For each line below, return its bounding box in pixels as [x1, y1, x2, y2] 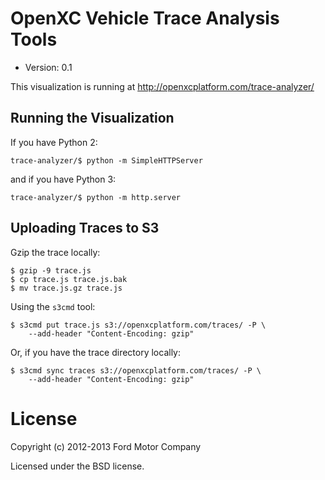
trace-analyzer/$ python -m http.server [10, 192, 182, 202]
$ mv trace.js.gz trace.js [10, 283, 123, 293]
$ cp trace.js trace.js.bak [10, 274, 128, 284]
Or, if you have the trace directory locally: [10, 346, 182, 358]
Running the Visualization [10, 110, 175, 127]
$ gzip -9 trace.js [10, 265, 92, 276]
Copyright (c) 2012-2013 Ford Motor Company [10, 440, 202, 452]
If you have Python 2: [10, 136, 98, 148]
